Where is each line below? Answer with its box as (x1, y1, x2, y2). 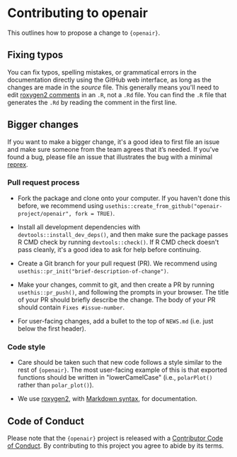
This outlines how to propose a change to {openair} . (7, 28, 161, 37)
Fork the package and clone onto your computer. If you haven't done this (17, 194, 231, 202)
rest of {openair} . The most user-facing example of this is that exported (17, 365, 228, 374)
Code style (7, 342, 46, 352)
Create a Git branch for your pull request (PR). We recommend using (17, 259, 217, 268)
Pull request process (7, 177, 80, 187)
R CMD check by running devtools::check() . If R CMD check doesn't (17, 238, 219, 246)
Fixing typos (7, 49, 64, 61)
